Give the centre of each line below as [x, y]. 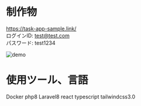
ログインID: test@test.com [38, 35]
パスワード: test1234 [31, 43]
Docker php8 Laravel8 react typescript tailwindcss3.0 [71, 97]
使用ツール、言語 [47, 80]
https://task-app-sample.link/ [41, 28]
